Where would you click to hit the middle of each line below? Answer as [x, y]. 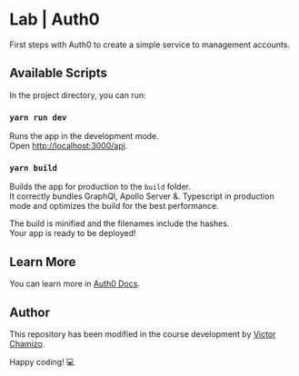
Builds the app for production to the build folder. [100, 187]
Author [30, 312]
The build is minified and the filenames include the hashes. [120, 223]
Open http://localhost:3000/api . [69, 146]
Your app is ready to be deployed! [73, 233]
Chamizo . [27, 343]
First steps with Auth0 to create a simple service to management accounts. [150, 45]
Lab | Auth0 [55, 20]
